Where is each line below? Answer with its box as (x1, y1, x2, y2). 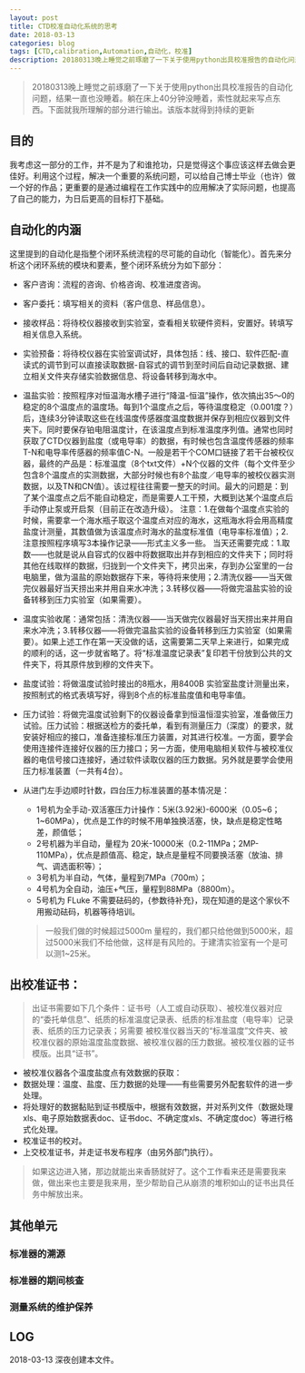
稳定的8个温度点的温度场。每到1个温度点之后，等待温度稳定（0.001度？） (22, 401, 294, 412)
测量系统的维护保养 (9, 1300, 93, 1313)
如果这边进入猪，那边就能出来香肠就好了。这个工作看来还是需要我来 (31, 1166, 287, 1177)
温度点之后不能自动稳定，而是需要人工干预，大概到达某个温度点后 (46, 492, 293, 503)
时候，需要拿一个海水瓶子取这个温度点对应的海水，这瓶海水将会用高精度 (22, 515, 293, 525)
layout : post (9, 13, 59, 23)
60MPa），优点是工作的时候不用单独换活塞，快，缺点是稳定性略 (44, 815, 283, 826)
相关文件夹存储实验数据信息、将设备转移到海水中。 (30, 370, 222, 381)
